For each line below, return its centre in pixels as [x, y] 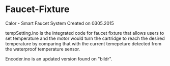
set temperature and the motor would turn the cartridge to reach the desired [85, 38]
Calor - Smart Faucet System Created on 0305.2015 [60, 23]
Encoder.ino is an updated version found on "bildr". [59, 58]
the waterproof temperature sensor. [43, 49]
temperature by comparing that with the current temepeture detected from [83, 43]
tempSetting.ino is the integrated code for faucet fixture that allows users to [85, 33]
